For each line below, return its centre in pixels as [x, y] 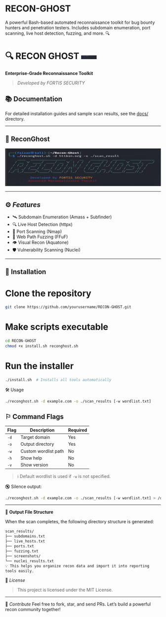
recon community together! [33, 610]
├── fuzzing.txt [22, 551]
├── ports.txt [20, 547]
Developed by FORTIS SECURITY [51, 83]
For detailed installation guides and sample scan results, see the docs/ [77, 113]
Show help [31, 458]
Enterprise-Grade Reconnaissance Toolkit [49, 73]
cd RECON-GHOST [21, 341]
